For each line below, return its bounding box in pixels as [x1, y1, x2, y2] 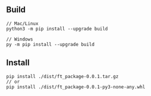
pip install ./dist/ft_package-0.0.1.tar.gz [6, 73, 119, 79]
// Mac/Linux [6, 20, 39, 26]
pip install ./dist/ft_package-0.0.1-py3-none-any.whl [6, 83, 146, 90]
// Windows [6, 36, 33, 42]
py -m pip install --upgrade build [6, 41, 95, 47]
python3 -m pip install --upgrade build [6, 26, 109, 32]
